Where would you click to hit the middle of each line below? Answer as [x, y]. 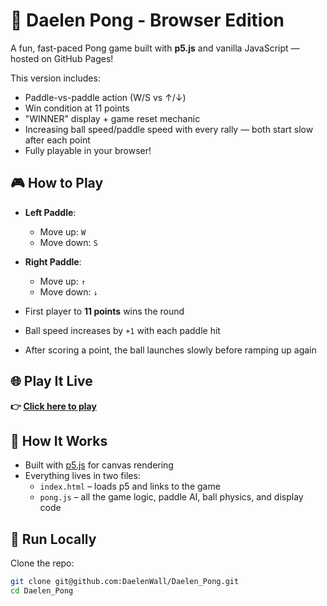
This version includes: [55, 78]
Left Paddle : [50, 212]
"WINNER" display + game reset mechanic [112, 118]
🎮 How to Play [57, 183]
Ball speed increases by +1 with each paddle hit [122, 330]
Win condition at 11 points [77, 108]
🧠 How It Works [59, 440]
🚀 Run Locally [53, 539]
